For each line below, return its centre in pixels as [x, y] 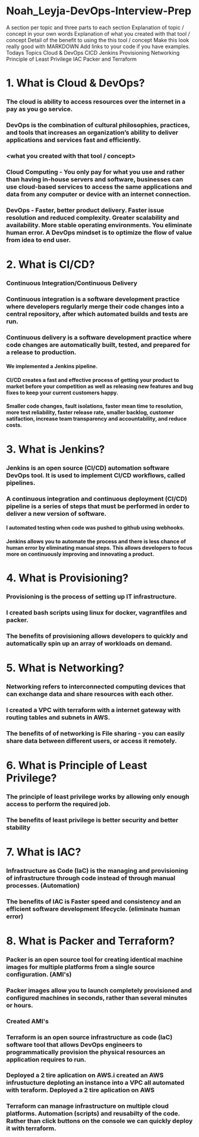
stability [18, 827]
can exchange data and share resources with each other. [90, 694]
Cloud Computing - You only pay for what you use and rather [96, 172]
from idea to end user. [39, 240]
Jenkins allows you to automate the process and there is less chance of [96, 541]
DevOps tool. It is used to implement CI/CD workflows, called [96, 475]
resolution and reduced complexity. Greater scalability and [93, 217]
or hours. [20, 1005]
